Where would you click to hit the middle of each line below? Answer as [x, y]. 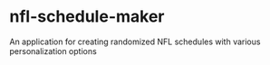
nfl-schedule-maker [87, 17]
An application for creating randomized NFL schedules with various [135, 42]
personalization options [53, 51]
